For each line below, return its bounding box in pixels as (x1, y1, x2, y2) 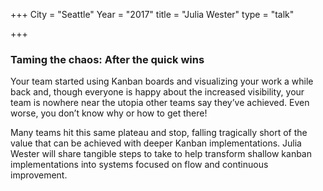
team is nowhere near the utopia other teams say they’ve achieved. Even (10, 97, 310, 109)
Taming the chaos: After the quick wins (10, 52, 205, 66)
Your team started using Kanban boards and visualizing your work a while (10, 75, 314, 88)
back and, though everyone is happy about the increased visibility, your (10, 86, 305, 98)
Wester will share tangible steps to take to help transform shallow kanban (10, 148, 313, 160)
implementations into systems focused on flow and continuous (10, 159, 269, 171)
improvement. (10, 169, 68, 181)
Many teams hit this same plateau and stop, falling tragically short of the (10, 127, 308, 139)
